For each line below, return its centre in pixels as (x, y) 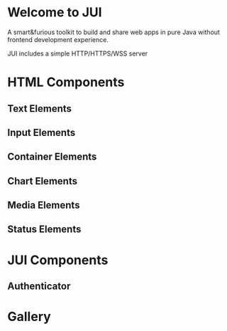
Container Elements (52, 157)
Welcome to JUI (55, 12)
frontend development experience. (58, 39)
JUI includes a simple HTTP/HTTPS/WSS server (78, 53)
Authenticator (39, 287)
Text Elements (40, 109)
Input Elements (41, 132)
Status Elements (44, 230)
